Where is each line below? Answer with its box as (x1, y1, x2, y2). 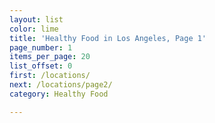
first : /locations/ (9, 71, 91, 81)
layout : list (9, 14, 64, 25)
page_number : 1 (9, 42, 73, 53)
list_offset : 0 (9, 61, 73, 71)
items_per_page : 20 (9, 52, 91, 62)
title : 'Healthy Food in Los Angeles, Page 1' (9, 33, 207, 43)
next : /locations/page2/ (9, 80, 113, 90)
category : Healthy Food (9, 89, 109, 99)
